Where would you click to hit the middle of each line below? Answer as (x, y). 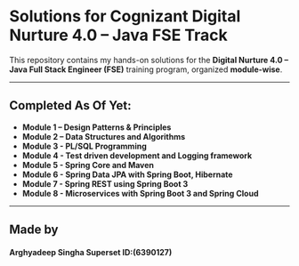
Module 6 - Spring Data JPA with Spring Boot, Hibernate (127, 174)
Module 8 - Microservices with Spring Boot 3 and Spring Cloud (140, 193)
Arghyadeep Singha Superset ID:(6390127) (91, 252)
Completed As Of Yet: (70, 105)
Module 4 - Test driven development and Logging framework (137, 155)
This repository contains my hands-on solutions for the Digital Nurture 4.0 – (149, 60)
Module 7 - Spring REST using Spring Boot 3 (105, 183)
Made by (34, 230)
